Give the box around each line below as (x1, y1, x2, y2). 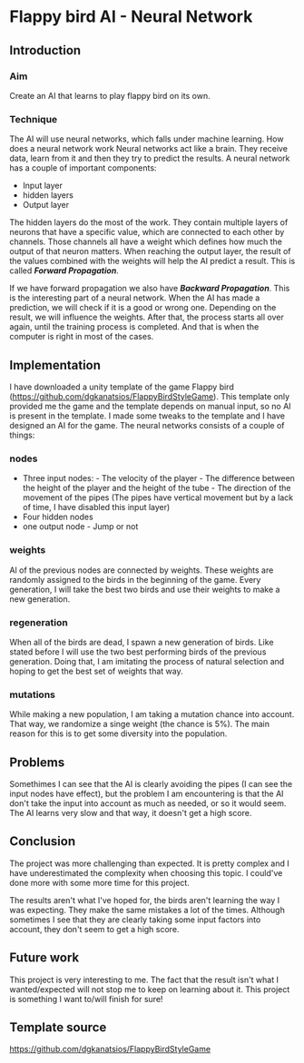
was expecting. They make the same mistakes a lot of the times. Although (9, 904, 286, 915)
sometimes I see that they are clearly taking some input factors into (9, 914, 261, 925)
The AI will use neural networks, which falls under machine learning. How (9, 133, 284, 144)
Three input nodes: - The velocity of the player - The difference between (22, 473, 295, 484)
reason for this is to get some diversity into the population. (9, 728, 228, 739)
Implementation (9, 357, 102, 373)
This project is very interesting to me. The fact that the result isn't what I (9, 974, 279, 985)
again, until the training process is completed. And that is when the (9, 321, 260, 332)
